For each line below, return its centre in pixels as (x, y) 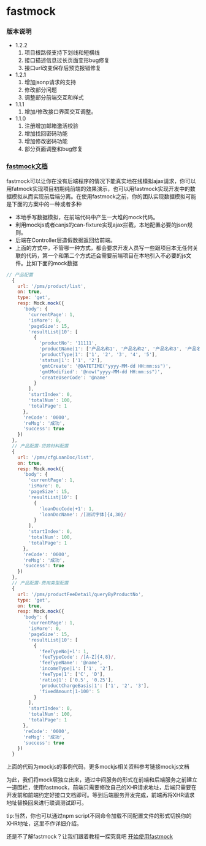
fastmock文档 (27, 166)
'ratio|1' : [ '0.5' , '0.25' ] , (76, 680)
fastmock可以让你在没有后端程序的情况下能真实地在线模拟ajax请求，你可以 (101, 181)
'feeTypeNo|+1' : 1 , (64, 651)
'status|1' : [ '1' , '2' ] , (71, 360)
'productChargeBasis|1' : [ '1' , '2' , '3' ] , (94, 686)
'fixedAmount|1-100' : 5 (69, 691)
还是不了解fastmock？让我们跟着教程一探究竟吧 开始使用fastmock (90, 837)
